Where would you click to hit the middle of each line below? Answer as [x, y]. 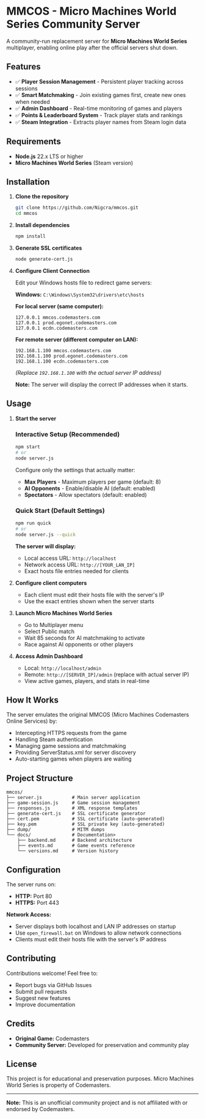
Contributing [31, 959]
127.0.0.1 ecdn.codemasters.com [56, 328]
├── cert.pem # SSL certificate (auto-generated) [86, 819]
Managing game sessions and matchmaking [70, 746]
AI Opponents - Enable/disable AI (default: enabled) [90, 488]
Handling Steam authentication [54, 739]
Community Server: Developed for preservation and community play [102, 1045]
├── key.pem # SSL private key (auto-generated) [86, 824]
